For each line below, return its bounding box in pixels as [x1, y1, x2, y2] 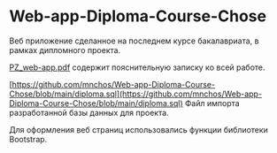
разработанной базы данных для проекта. [9, 107, 170, 118]
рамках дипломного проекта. [9, 44, 121, 55]
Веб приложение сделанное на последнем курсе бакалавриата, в [9, 35, 259, 46]
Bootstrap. [9, 134, 48, 144]
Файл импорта [184, 97, 241, 108]
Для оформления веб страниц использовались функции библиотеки [9, 124, 268, 134]
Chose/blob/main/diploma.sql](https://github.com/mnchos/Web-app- [9, 88, 263, 99]
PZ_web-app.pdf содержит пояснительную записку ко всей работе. [9, 62, 265, 73]
